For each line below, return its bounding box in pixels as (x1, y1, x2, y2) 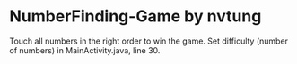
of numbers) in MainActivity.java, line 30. (9, 44, 161, 55)
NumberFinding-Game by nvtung (9, 6, 262, 27)
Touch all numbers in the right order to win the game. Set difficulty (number (9, 36, 289, 46)
